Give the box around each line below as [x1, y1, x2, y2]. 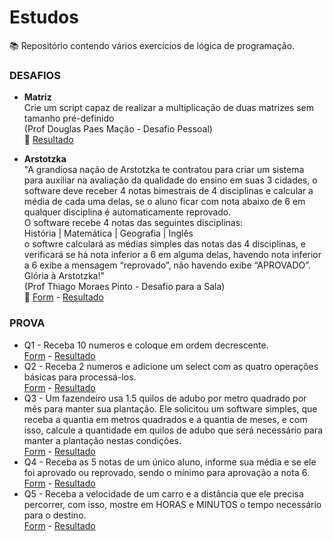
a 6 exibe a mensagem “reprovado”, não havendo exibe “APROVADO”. [23, 259, 312, 271]
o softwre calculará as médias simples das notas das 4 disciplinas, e [23, 238, 306, 250]
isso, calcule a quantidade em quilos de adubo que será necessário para [23, 424, 323, 436]
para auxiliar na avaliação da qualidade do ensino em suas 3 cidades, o [23, 174, 318, 186]
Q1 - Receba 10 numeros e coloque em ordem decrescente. [23, 339, 269, 351]
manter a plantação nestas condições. [23, 434, 182, 446]
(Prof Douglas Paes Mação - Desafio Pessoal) [23, 123, 213, 135]
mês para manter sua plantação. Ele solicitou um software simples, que [23, 402, 318, 415]
